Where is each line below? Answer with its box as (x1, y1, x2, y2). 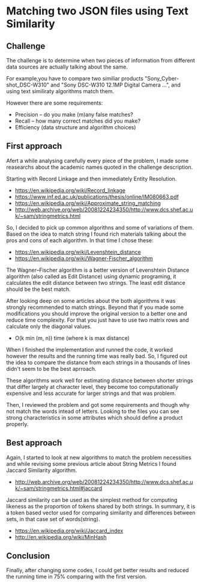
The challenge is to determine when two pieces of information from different (6, 57, 195, 64)
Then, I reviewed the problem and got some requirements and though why (6, 401, 190, 408)
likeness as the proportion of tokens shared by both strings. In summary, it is (6, 502, 196, 510)
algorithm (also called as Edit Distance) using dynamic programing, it (6, 272, 176, 280)
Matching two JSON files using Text (6, 4, 189, 18)
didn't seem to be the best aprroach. (6, 365, 97, 372)
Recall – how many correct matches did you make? (14, 117, 141, 124)
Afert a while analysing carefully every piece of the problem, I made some (6, 157, 189, 164)
